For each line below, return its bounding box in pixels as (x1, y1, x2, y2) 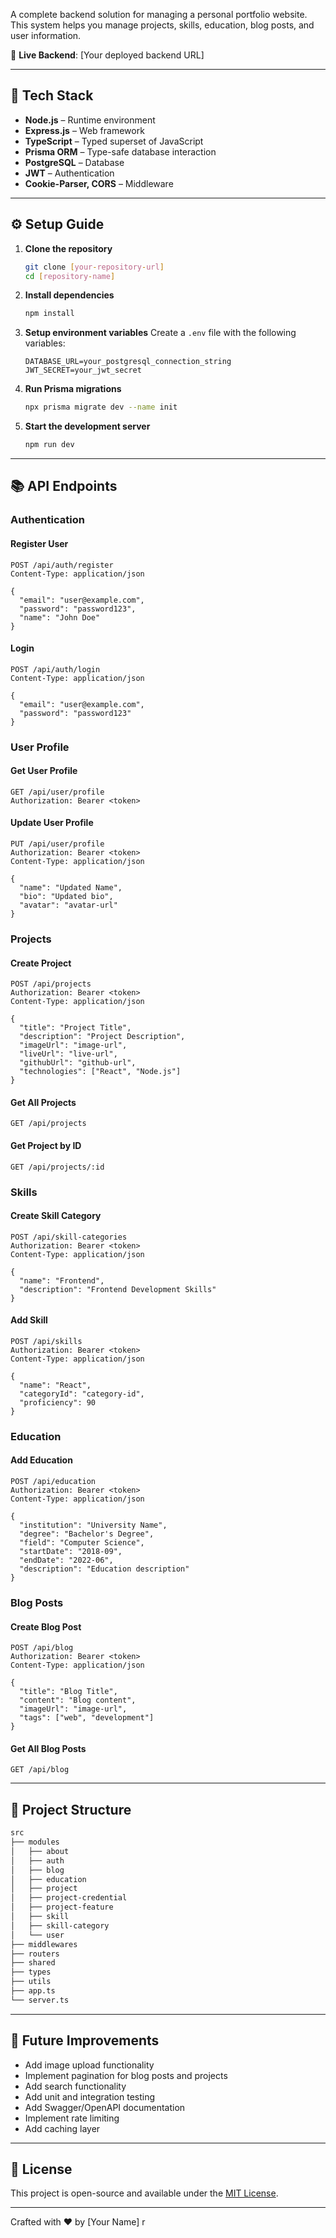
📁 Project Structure (10, 1801, 132, 1818)
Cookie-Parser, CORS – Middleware (24, 177, 174, 189)
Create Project (10, 957, 72, 969)
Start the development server (24, 420, 151, 433)
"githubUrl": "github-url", (19, 1058, 137, 1068)
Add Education (10, 1454, 73, 1466)
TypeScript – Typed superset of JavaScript (24, 135, 204, 147)
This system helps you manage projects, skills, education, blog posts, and (10, 19, 315, 31)
